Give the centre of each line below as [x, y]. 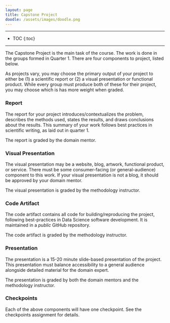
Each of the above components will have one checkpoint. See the [73, 309]
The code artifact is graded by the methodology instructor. [66, 235]
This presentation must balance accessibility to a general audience [75, 265]
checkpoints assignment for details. [42, 314]
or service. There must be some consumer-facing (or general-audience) [80, 169]
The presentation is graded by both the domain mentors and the [72, 280]
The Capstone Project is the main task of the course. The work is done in [81, 53]
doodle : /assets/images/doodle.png [43, 19]
